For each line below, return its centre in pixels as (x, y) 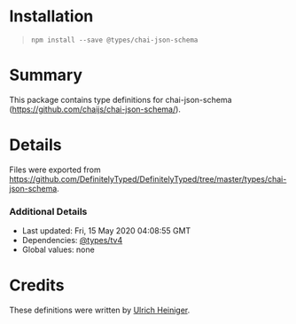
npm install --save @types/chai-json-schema (114, 40)
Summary (46, 75)
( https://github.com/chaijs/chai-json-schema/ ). (95, 109)
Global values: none (58, 249)
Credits (37, 285)
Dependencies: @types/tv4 (72, 241)
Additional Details (48, 211)
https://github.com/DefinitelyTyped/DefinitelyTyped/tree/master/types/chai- (148, 178)
